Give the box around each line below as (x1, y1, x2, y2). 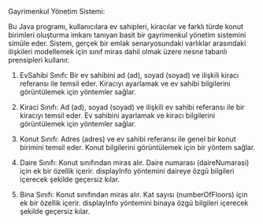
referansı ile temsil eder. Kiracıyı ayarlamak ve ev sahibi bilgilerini (19, 79, 231, 88)
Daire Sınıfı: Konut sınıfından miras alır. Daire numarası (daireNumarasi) (19, 158, 250, 167)
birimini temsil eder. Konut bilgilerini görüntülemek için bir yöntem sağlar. (19, 143, 256, 152)
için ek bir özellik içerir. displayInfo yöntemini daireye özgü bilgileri (19, 167, 235, 175)
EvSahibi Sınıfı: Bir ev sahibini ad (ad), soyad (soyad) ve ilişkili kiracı (19, 71, 239, 79)
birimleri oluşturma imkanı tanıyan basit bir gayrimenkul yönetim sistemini (8, 31, 246, 39)
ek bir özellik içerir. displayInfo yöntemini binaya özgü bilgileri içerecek (19, 198, 249, 207)
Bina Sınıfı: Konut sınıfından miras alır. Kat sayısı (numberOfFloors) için (19, 190, 248, 199)
